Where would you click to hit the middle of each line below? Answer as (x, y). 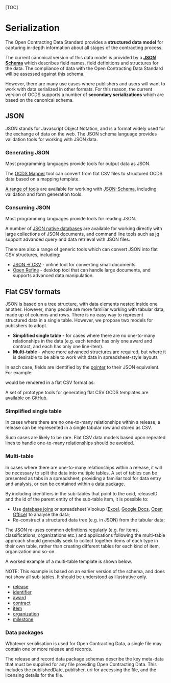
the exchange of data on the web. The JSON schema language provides (81, 134)
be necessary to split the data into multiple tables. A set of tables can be (81, 473)
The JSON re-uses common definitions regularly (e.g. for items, (72, 530)
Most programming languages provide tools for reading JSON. (71, 219)
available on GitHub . (27, 398)
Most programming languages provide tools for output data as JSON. (78, 164)
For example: (19, 373)
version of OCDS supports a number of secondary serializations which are (85, 95)
